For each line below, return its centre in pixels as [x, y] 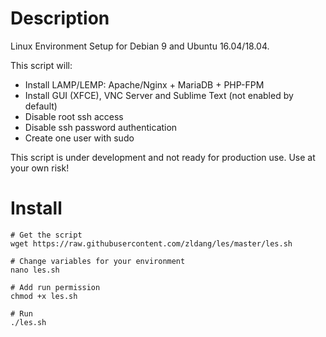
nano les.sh [35, 270]
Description [60, 18]
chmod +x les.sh [44, 296]
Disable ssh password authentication [101, 127]
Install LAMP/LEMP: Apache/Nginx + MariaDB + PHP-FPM [144, 84]
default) [41, 106]
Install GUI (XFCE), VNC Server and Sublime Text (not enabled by [159, 95]
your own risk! [40, 168]
